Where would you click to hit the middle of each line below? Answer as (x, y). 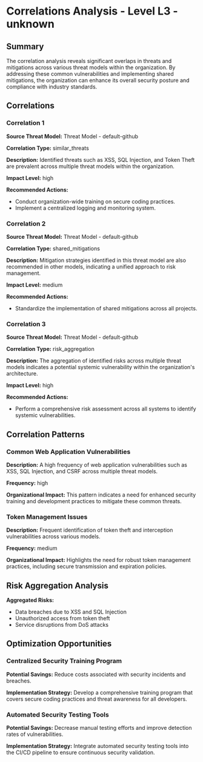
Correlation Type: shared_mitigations (53, 248)
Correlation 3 (26, 324)
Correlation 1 (25, 123)
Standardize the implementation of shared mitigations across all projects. (106, 308)
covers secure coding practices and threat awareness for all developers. (97, 699)
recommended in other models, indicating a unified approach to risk (91, 266)
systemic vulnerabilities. (45, 415)
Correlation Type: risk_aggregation (51, 349)
